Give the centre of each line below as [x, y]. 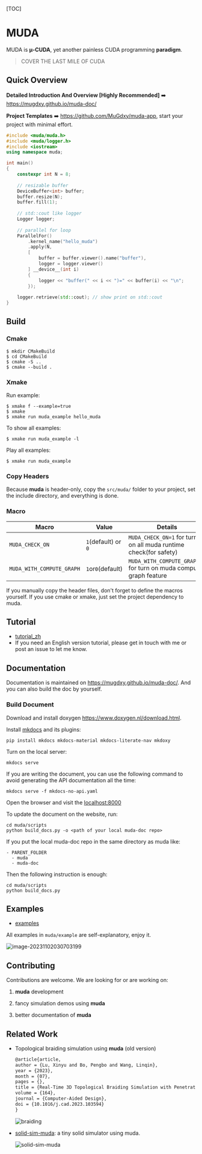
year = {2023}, [34, 1070]
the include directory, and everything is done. [63, 496]
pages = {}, [30, 1082]
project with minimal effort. [40, 124]
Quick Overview [37, 80]
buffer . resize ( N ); [40, 197]
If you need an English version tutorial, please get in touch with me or [101, 643]
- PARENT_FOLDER [26, 853]
